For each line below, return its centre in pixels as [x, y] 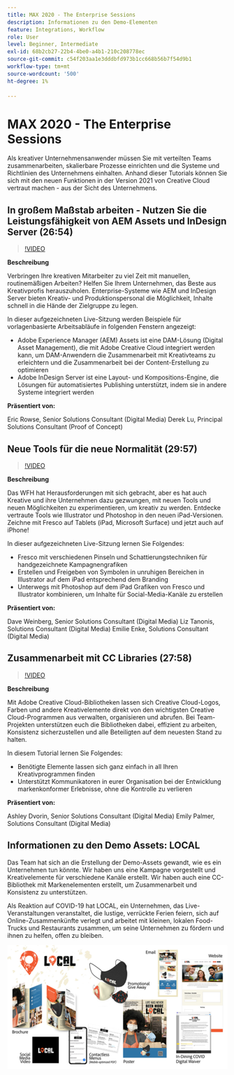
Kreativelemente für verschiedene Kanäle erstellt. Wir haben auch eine [109, 877]
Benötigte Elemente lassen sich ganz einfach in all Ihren [97, 766]
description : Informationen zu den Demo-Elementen [82, 22]
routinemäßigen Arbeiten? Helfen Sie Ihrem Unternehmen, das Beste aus [112, 283]
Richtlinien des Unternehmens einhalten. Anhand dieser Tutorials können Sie [117, 173]
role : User [23, 37]
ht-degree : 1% [28, 81]
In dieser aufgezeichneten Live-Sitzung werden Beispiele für [94, 319]
